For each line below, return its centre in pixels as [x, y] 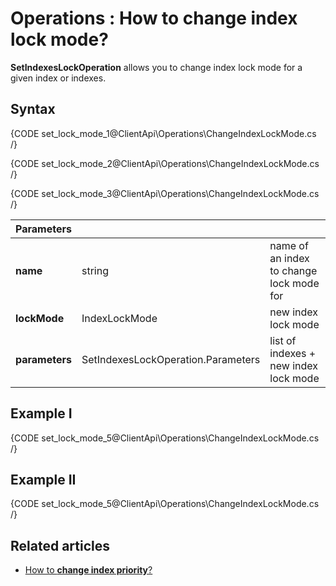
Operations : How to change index [154, 18]
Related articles [60, 545]
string [95, 270]
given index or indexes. [58, 78]
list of [283, 340]
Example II [43, 479]
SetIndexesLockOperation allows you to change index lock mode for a [156, 67]
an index [289, 258]
